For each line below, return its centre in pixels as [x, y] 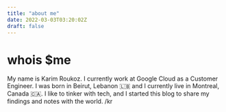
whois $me [39, 60]
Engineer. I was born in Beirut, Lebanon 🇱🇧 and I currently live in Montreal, [113, 86]
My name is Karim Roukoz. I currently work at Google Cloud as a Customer [113, 79]
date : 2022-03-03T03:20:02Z [47, 20]
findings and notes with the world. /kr [60, 101]
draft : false [26, 26]
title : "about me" [33, 13]
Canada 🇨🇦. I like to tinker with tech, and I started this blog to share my [109, 94]
